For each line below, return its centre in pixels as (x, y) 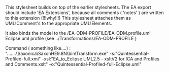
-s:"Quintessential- (129, 53)
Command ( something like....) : (38, 48)
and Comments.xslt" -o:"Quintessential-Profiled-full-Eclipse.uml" (74, 64)
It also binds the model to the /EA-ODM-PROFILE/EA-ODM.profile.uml (78, 33)
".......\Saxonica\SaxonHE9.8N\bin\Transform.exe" (57, 53)
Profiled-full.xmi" (23, 59)
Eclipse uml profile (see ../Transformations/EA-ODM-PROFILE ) (71, 38)
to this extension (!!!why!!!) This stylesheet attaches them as (68, 18)
